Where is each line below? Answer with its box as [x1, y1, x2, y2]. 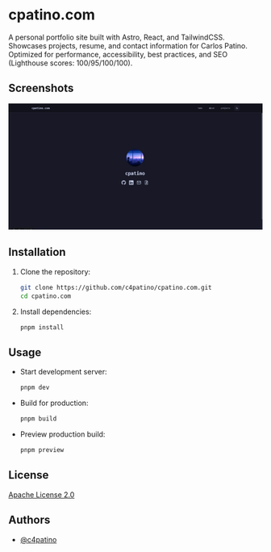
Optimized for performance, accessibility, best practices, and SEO [8, 49, 228, 59]
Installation [8, 245, 66, 259]
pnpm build [19, 415, 57, 423]
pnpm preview [19, 446, 65, 454]
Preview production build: [19, 429, 106, 439]
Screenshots [8, 82, 74, 95]
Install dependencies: [19, 307, 92, 316]
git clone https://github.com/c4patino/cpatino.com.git [19, 283, 212, 291]
